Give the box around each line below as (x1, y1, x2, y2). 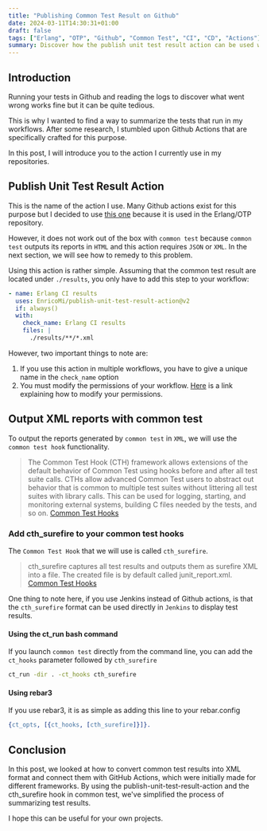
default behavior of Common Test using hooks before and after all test (27, 465, 258, 475)
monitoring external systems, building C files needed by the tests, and (27, 500, 257, 509)
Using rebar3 (8, 688, 53, 697)
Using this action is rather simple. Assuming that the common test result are (8, 265, 257, 275)
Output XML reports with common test (8, 412, 203, 426)
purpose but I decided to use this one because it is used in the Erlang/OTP (8, 209, 252, 219)
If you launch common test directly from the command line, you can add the (8, 647, 253, 657)
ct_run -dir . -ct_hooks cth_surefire (8, 671, 137, 679)
